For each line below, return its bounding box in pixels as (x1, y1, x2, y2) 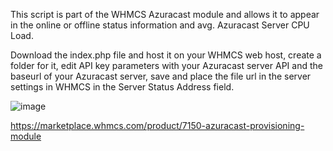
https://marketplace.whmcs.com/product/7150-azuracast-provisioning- (10, 120, 305, 131)
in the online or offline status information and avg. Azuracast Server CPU (10, 19, 310, 31)
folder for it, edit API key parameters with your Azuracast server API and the (10, 60, 323, 71)
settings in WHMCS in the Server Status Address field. (10, 81, 235, 93)
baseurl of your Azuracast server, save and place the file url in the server (10, 70, 312, 82)
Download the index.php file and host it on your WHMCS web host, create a (10, 49, 322, 61)
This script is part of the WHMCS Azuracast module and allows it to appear (10, 9, 320, 20)
